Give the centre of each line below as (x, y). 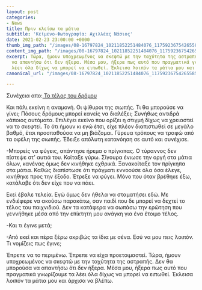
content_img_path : (29, 51)
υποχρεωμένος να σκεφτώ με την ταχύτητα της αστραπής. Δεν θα (90, 262)
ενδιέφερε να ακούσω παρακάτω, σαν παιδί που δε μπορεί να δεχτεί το (96, 201)
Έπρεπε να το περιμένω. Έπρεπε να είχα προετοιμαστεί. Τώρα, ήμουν (93, 255)
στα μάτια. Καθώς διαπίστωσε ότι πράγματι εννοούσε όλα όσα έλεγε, (94, 170)
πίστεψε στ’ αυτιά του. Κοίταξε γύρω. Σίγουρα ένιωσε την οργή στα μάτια (99, 158)
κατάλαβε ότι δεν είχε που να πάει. (50, 183)
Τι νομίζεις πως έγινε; (34, 244)
